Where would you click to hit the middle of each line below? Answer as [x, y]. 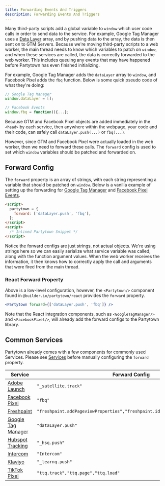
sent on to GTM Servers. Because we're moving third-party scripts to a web [82, 44]
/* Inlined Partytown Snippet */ [44, 232]
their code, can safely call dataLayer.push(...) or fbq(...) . [65, 132]
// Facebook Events [25, 108]
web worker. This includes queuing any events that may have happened [78, 60]
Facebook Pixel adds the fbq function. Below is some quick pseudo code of [82, 80]
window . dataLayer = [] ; [29, 99]
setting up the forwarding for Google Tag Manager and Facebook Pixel [76, 190]
